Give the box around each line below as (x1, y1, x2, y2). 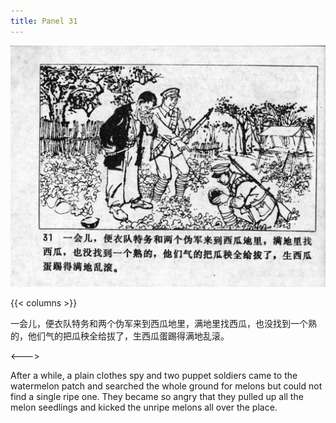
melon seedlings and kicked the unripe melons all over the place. (10, 401, 278, 414)
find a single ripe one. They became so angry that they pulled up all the (10, 391, 304, 403)
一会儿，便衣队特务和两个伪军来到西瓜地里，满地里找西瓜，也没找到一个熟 (10, 318, 317, 330)
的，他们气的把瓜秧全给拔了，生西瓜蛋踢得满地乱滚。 (10, 330, 230, 342)
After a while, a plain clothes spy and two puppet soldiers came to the (10, 370, 298, 382)
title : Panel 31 (10, 16, 78, 26)
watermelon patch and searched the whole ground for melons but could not (10, 380, 323, 392)
